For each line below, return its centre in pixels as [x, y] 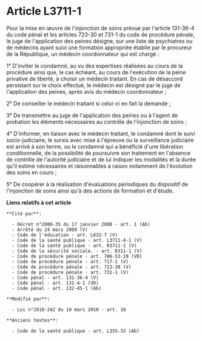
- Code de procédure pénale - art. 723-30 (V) [72, 267]
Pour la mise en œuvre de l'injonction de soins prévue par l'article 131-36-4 [100, 28]
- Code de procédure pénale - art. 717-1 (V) [70, 261]
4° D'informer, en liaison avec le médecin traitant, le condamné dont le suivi [101, 133]
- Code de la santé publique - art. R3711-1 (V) [74, 246]
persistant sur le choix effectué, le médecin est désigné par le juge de [93, 85]
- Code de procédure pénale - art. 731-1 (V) [70, 272]
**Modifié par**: [28, 299]
